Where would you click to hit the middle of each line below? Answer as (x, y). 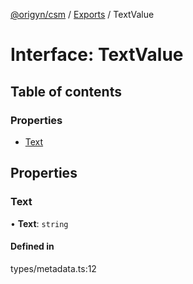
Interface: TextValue (97, 55)
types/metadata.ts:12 (53, 268)
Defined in (32, 246)
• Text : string (39, 223)
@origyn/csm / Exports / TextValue (82, 14)
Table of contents (66, 91)
